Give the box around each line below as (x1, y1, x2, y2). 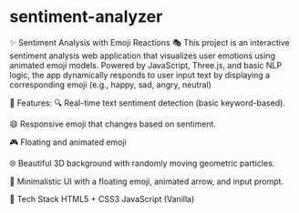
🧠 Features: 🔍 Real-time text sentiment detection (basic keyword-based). (9, 97, 285, 108)
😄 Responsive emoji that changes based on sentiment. (9, 118, 217, 129)
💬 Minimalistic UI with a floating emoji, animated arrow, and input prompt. (9, 176, 284, 187)
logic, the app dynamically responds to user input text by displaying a (9, 69, 271, 80)
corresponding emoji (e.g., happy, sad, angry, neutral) (9, 79, 212, 90)
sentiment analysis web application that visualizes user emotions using (9, 50, 276, 61)
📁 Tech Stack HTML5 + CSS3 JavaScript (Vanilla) (9, 193, 195, 204)
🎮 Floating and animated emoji (9, 137, 128, 147)
